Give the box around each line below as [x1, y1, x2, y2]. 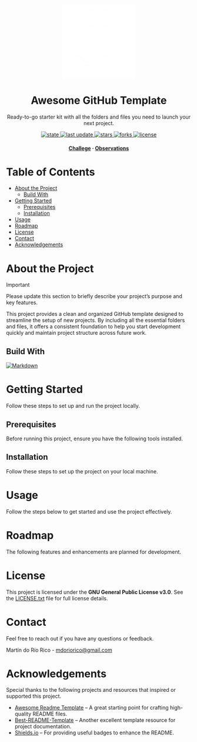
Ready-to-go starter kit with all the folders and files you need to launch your [6, 113, 191, 120]
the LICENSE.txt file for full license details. [6, 594, 109, 602]
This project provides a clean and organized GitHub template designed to [6, 310, 183, 318]
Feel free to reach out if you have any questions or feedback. [6, 635, 154, 642]
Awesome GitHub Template [31, 94, 167, 107]
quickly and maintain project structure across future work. [6, 329, 147, 336]
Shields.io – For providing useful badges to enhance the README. [14, 729, 175, 736]
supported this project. [6, 692, 62, 700]
